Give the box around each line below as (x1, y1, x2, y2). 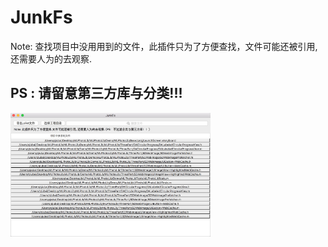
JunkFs (10, 6, 73, 29)
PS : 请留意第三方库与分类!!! (10, 85, 183, 102)
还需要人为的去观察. (10, 52, 93, 65)
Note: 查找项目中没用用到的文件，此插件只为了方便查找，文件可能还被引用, (10, 40, 318, 52)
